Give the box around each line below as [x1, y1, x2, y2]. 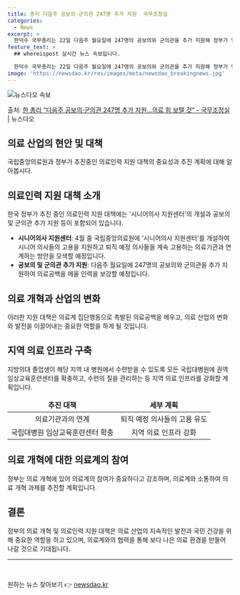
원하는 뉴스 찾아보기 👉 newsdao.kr [7, 580, 109, 589]
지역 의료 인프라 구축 [7, 344, 92, 357]
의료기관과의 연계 [34, 414, 90, 424]
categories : [7, 17, 43, 24]
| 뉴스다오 [7, 114, 35, 123]
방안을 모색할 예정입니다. [36, 251, 106, 261]
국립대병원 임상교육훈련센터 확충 [11, 427, 114, 437]
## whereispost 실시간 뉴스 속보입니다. [14, 51, 121, 58]
